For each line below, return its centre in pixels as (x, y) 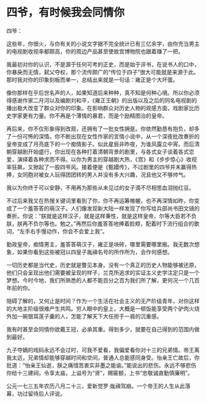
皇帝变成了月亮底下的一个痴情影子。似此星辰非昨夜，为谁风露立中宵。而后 (100, 144)
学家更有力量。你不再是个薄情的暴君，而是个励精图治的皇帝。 (89, 115)
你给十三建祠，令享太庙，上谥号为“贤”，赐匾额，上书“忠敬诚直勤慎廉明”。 (100, 373)
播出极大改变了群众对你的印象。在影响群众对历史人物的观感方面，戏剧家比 (100, 108)
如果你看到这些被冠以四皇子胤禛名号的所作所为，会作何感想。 (95, 252)
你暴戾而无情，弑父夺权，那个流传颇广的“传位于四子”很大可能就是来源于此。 (103, 72)
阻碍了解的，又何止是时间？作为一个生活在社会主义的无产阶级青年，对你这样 (103, 301)
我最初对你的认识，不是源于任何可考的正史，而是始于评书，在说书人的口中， (103, 64)
